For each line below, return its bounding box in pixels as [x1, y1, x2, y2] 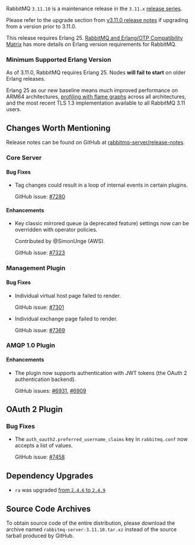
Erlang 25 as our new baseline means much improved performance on [6, 87, 178, 94]
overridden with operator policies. [14, 226, 98, 234]
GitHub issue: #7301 [14, 303, 64, 311]
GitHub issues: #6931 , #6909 [14, 387, 87, 394]
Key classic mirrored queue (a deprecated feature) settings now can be [14, 220, 189, 227]
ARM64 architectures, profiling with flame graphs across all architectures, [6, 93, 187, 100]
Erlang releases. [6, 75, 46, 83]
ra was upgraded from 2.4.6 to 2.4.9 [14, 487, 106, 494]
